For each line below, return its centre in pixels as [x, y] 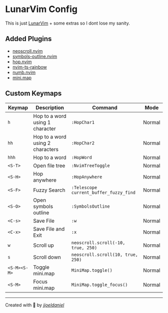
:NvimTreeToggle [90, 166]
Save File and [49, 229]
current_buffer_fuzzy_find [103, 192]
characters [46, 149]
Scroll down [47, 257]
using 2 [42, 143]
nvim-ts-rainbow [30, 67]
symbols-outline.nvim [35, 56]
